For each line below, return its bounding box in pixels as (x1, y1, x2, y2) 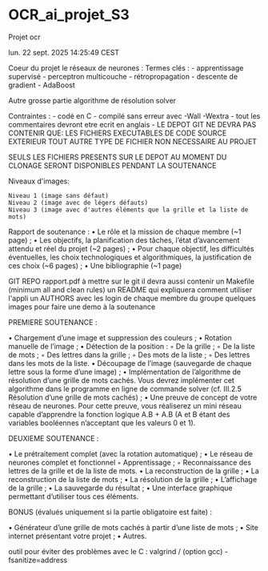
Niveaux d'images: (8, 176, 70, 186)
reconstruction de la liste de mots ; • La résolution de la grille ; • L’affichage (8, 474, 258, 484)
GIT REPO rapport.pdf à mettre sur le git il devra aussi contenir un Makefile (8, 276, 254, 286)
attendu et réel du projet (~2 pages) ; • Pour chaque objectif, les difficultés (8, 243, 254, 253)
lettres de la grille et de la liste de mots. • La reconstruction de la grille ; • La (8, 466, 260, 476)
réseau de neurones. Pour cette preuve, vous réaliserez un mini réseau (8, 400, 242, 410)
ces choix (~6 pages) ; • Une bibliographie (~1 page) (8, 260, 182, 270)
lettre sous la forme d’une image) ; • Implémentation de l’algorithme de (8, 367, 242, 376)
